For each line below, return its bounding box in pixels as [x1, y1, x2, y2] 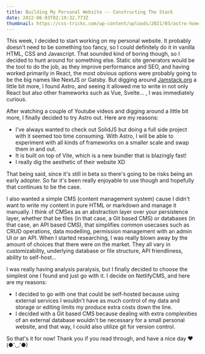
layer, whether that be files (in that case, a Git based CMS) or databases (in [6, 215, 195, 222]
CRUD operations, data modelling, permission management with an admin [6, 228, 192, 235]
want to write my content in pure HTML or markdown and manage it [6, 201, 177, 209]
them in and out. [15, 145, 57, 153]
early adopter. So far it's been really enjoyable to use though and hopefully [6, 177, 194, 184]
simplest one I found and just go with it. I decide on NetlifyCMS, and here [6, 272, 190, 279]
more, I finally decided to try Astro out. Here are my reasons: [6, 114, 159, 121]
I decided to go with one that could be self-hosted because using [15, 290, 180, 298]
